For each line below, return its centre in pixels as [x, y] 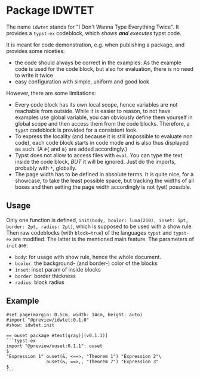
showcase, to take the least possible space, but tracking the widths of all [104, 180]
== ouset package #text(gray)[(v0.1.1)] [57, 335]
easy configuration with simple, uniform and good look [82, 82]
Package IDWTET [50, 10]
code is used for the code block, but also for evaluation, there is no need [104, 68]
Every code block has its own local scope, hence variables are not [96, 104]
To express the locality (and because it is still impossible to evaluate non [104, 136]
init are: [17, 245]
